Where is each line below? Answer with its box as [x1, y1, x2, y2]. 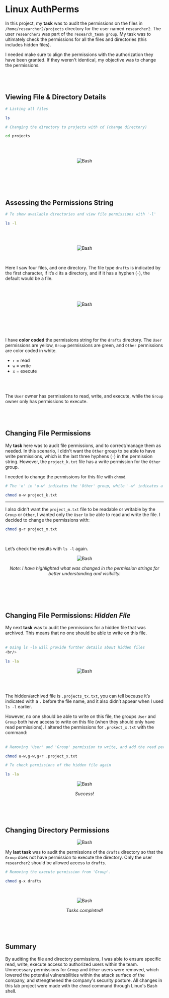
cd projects [5, 134, 30, 139]
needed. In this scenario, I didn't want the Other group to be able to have [5, 448, 155, 454]
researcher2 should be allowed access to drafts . [5, 860, 107, 866]
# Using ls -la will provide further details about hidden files [5, 645, 145, 650]
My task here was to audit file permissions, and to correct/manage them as [5, 442, 161, 449]
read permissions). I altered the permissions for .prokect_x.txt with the [5, 724, 154, 730]
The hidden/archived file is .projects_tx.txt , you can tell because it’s [5, 693, 150, 699]
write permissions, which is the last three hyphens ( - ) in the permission [5, 453, 153, 459]
